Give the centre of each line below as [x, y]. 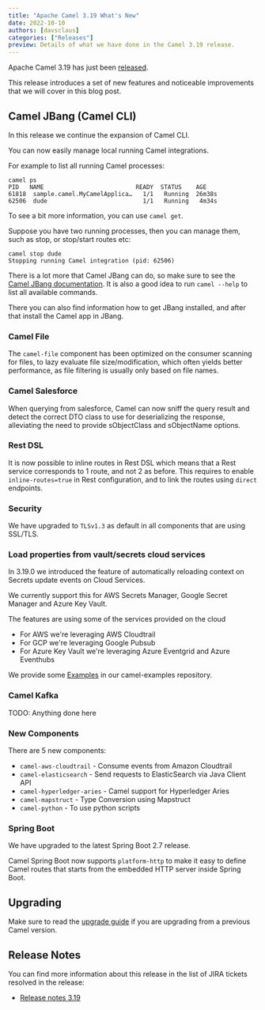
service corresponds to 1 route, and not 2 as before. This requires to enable [131, 471]
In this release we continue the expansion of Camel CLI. [99, 134]
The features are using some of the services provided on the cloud [117, 619]
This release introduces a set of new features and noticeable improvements [131, 83]
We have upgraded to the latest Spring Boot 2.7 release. [100, 845]
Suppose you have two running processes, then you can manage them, [125, 231]
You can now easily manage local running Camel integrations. [109, 150]
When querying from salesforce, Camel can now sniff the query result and [129, 408]
